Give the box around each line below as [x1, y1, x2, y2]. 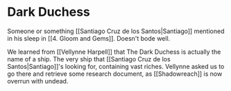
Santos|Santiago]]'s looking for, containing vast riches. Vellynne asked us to [7, 62, 225, 70]
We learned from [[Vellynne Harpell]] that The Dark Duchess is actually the [7, 48, 221, 56]
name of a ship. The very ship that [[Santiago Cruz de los [7, 54, 171, 63]
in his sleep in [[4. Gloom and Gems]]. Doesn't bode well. [7, 34, 171, 42]
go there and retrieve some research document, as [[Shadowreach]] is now [7, 70, 223, 78]
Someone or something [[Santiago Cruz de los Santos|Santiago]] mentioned [7, 27, 225, 35]
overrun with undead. [7, 77, 69, 85]
